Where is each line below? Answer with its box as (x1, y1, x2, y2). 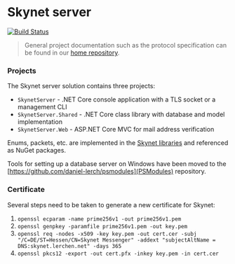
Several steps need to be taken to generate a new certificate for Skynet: (7, 200, 215, 209)
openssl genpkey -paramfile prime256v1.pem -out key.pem (17, 223, 188, 230)
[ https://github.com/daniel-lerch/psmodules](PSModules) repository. (7, 167, 207, 176)
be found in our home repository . (24, 48, 120, 57)
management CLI (17, 103, 67, 111)
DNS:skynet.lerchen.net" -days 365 (17, 242, 122, 249)
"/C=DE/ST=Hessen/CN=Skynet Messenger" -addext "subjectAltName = (17, 236, 216, 244)
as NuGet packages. (7, 146, 67, 155)
